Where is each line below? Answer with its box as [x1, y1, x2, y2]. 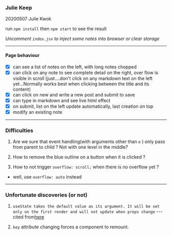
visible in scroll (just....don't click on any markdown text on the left [12, 75, 153, 81]
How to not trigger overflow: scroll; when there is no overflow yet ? [12, 164, 159, 170]
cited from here [12, 214, 45, 220]
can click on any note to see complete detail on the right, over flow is [12, 69, 159, 75]
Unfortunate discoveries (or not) [5, 191, 88, 199]
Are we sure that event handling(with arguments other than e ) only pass [12, 139, 165, 145]
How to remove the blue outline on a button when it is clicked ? [12, 154, 146, 160]
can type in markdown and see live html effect [12, 97, 111, 104]
